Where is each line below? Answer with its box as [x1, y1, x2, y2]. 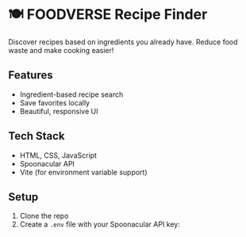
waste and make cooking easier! [8, 45, 114, 55]
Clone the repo [19, 211, 69, 221]
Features [8, 68, 53, 82]
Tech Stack [8, 129, 65, 143]
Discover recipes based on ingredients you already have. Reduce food [8, 36, 238, 47]
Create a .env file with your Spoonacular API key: [19, 220, 181, 229]
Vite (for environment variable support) [19, 167, 148, 177]
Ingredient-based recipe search [19, 90, 124, 99]
